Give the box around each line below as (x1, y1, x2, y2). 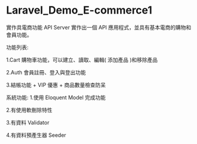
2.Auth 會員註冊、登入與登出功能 (6, 68, 86, 76)
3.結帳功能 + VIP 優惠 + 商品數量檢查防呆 (6, 81, 106, 89)
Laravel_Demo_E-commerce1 (6, 4, 153, 17)
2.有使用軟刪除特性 (6, 106, 53, 113)
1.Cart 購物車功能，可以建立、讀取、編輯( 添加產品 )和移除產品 (6, 56, 158, 63)
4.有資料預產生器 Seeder (6, 131, 66, 139)
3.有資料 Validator (6, 119, 50, 126)
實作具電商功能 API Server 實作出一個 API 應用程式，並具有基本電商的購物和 (6, 24, 192, 31)
